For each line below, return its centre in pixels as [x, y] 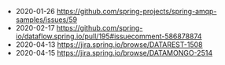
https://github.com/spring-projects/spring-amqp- [136, 11]
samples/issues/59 [46, 20]
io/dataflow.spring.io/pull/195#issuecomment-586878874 [109, 36]
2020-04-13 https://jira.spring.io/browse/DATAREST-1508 [109, 45]
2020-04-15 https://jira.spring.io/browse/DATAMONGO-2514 [114, 53]
